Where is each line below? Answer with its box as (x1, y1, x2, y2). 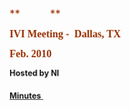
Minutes (9, 90, 42, 101)
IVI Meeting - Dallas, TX (9, 28, 121, 40)
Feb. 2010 (9, 48, 52, 60)
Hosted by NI (9, 67, 60, 78)
